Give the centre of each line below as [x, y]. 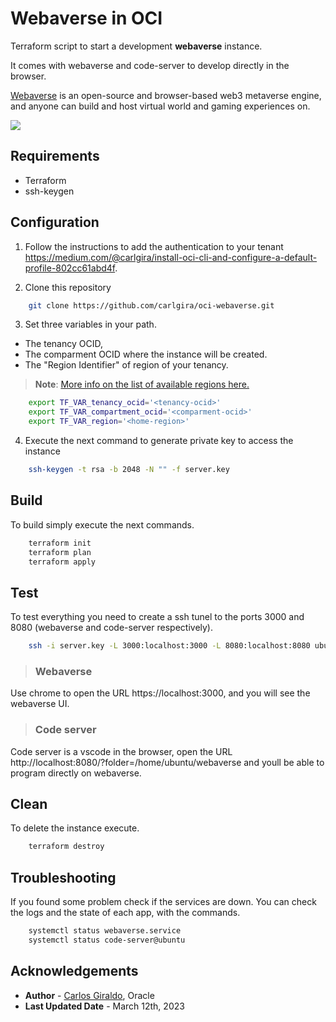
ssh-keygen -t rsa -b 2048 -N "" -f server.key [129, 470]
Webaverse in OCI [86, 18]
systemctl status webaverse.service [105, 931]
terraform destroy [66, 847]
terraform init [60, 543]
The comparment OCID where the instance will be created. [146, 354]
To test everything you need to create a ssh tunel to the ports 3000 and [157, 617]
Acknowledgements [74, 971]
